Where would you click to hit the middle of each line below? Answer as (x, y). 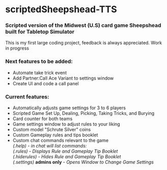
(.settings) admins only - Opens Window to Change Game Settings (83, 162)
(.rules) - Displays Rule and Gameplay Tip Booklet (65, 151)
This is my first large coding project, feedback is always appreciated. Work (83, 43)
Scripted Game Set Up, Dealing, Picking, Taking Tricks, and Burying (83, 113)
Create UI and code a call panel (46, 83)
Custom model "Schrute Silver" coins (52, 130)
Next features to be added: (39, 61)
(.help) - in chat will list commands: (50, 146)
